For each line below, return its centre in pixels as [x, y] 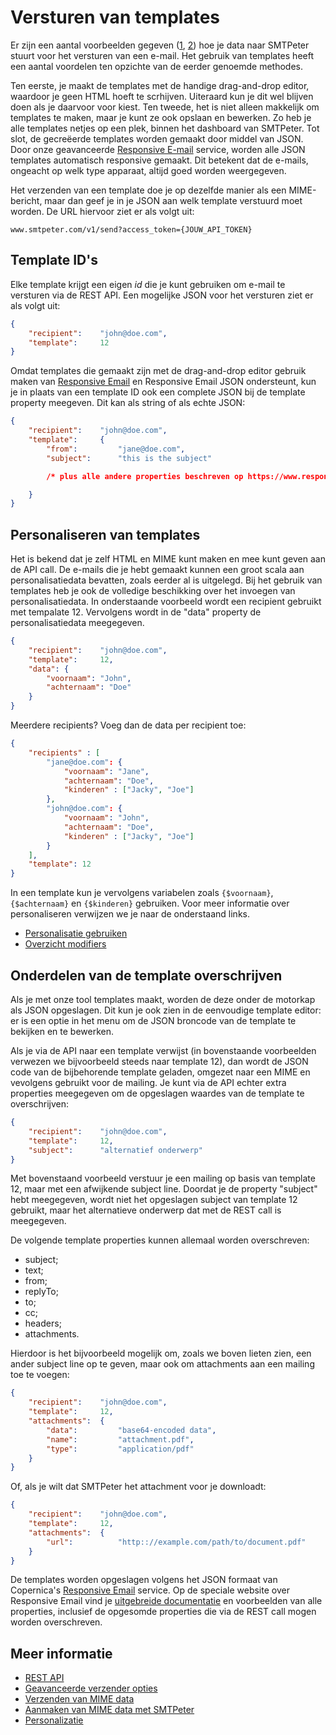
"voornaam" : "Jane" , [106, 771]
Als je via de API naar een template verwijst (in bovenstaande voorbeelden [163, 1050]
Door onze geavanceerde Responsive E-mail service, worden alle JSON [158, 149]
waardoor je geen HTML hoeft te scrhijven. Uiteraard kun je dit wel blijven [162, 96]
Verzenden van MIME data [79, 1699]
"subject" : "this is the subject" [129, 458]
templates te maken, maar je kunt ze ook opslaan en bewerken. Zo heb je [161, 117]
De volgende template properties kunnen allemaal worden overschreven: [160, 1240]
